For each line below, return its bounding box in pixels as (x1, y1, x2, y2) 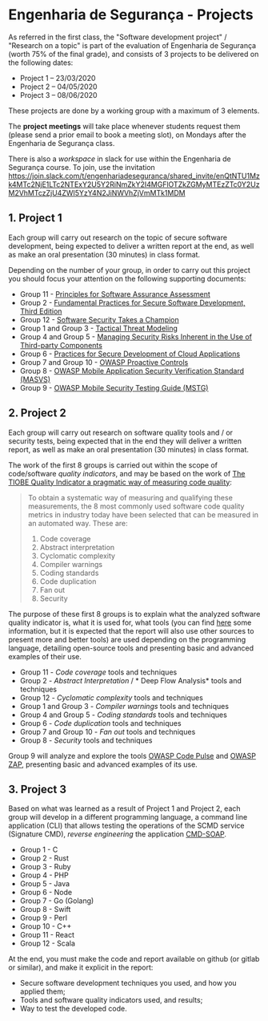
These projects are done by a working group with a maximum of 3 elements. (8, 106, 260, 115)
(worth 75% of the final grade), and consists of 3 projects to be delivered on (8, 49, 259, 59)
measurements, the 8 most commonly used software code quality (27, 501, 245, 511)
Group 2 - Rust (19, 853, 70, 863)
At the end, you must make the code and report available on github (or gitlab (8, 954, 260, 964)
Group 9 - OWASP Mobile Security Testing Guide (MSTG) (19, 383, 209, 392)
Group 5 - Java (19, 879, 70, 889)
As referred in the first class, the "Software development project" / (8, 32, 227, 42)
